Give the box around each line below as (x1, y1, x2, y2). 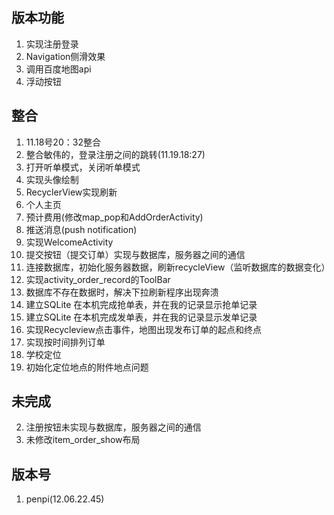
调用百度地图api (25, 63, 92, 75)
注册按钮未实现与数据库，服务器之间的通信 (25, 421, 202, 433)
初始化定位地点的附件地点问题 (25, 361, 149, 373)
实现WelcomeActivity (25, 236, 114, 248)
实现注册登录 (25, 38, 79, 50)
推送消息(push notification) (25, 223, 138, 235)
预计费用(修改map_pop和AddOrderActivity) (25, 211, 204, 223)
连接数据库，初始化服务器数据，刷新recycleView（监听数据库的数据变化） (25, 261, 331, 273)
